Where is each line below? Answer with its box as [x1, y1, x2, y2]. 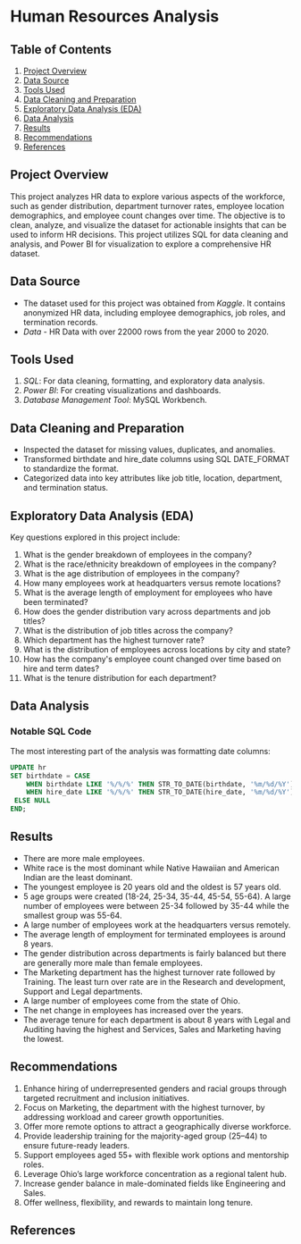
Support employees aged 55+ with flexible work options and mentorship [22, 1149, 289, 1160]
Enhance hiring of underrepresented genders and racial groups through [22, 1083, 287, 1094]
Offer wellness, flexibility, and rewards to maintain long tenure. [22, 1197, 254, 1207]
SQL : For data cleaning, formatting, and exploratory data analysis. [22, 375, 265, 386]
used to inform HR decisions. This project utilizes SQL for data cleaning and [10, 229, 288, 240]
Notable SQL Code [10, 726, 92, 738]
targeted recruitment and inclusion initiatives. [22, 1092, 190, 1103]
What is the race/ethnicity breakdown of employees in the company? [22, 559, 277, 569]
